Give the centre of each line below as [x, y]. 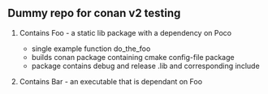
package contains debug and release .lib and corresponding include [146, 66]
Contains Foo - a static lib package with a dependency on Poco [125, 32]
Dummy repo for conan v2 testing [94, 13]
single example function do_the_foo [91, 49]
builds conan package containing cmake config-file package [133, 57]
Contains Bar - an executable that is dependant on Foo [111, 81]
